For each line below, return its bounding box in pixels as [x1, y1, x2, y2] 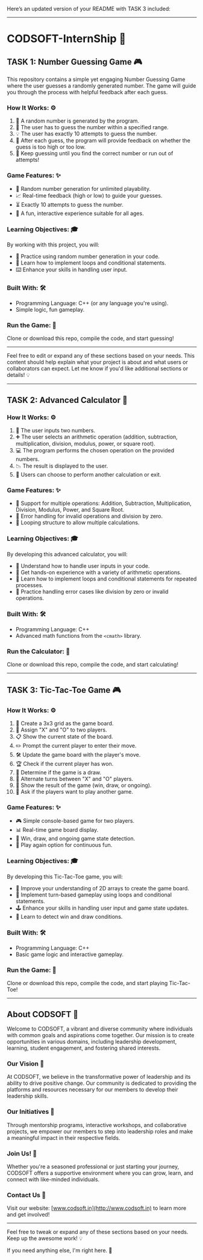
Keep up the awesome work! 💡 [7, 1235, 83, 1242]
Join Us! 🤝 [7, 1149, 37, 1157]
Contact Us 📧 [7, 1191, 46, 1199]
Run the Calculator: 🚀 [7, 647, 70, 655]
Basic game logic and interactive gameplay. [15, 951, 124, 958]
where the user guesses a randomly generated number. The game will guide [7, 82, 196, 89]
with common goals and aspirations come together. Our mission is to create [7, 1032, 195, 1039]
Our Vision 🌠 [7, 1059, 45, 1068]
